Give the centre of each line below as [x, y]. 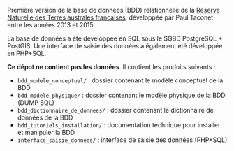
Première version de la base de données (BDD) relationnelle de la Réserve [114, 10]
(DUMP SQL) [36, 103]
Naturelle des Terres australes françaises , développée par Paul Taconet [110, 17]
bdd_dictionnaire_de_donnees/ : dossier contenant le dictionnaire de [116, 110]
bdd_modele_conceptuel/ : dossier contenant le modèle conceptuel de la [120, 80]
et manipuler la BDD [46, 132]
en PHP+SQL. [27, 53]
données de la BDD [45, 117]
